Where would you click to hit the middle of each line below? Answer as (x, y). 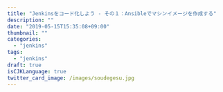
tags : (15, 53)
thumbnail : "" (28, 33)
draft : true (24, 65)
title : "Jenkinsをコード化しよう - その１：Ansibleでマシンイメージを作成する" (112, 13)
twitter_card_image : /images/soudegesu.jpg (71, 78)
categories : (24, 39)
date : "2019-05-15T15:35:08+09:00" (59, 26)
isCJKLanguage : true (37, 71)
